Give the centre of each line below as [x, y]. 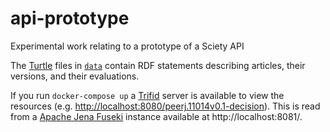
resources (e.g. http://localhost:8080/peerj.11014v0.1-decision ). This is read [165, 106]
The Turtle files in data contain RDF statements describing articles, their [158, 65]
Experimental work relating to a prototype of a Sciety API [127, 46]
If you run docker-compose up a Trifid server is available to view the [147, 95]
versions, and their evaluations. [75, 76]
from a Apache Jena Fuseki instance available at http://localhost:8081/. [156, 116]
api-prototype [70, 18]
